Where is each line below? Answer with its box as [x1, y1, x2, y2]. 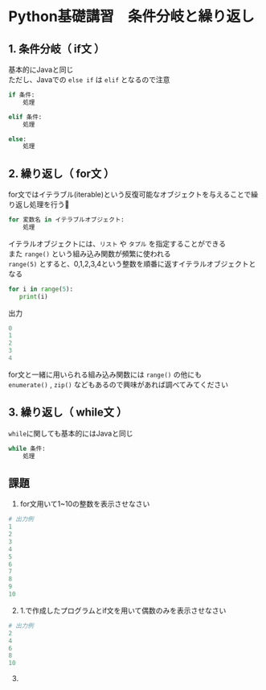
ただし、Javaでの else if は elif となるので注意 [8, 75, 170, 85]
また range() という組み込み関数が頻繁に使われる [8, 249, 171, 258]
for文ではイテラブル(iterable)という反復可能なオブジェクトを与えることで [8, 190, 252, 200]
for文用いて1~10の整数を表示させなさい [19, 499, 150, 509]
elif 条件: [8, 113, 43, 121]
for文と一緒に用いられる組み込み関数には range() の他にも [8, 370, 203, 379]
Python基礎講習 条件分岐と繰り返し [8, 7, 255, 26]
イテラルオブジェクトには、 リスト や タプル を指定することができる [8, 238, 227, 248]
